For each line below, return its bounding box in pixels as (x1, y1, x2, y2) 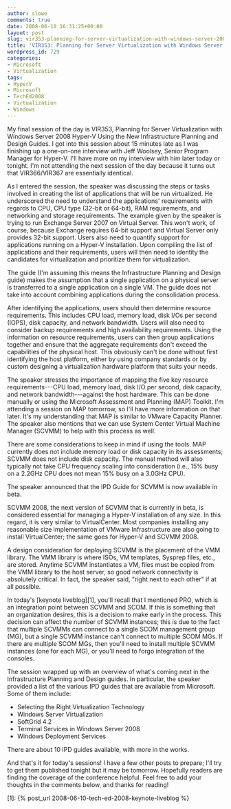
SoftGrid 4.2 (16, 717, 52, 726)
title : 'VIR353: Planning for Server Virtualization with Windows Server (7, 42, 223, 49)
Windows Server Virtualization (16, 710, 103, 718)
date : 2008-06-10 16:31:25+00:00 (7, 23, 103, 30)
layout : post (7, 29, 45, 36)
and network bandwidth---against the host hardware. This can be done (7, 390, 210, 398)
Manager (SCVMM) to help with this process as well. (7, 427, 156, 435)
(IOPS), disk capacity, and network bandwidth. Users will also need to (7, 318, 205, 327)
